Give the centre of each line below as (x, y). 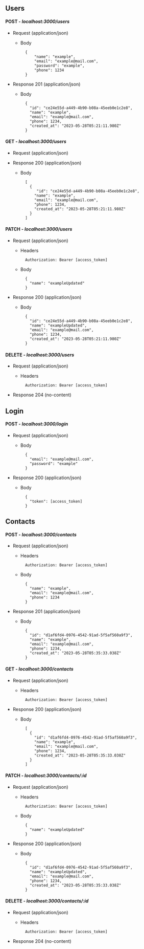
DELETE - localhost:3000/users (40, 355)
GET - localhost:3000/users (36, 142)
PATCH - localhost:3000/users (39, 229)
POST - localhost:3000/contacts (41, 534)
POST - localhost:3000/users (38, 21)
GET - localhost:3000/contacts (39, 669)
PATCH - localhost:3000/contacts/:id (46, 775)
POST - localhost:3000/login (37, 424)
